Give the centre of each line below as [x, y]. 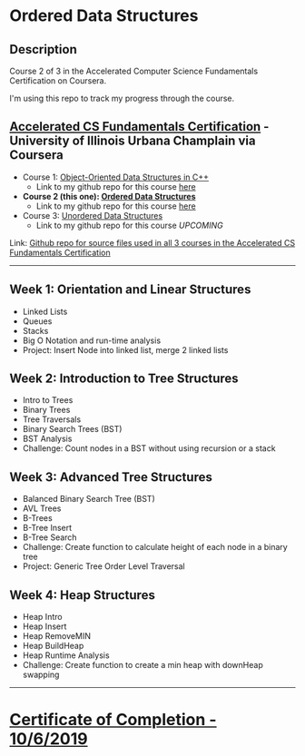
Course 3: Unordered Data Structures [93, 215]
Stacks [35, 330]
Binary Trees [46, 410]
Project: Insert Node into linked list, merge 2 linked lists [125, 349]
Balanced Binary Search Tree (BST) [89, 499]
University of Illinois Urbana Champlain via [133, 141]
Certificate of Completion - [113, 720]
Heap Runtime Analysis [66, 655]
